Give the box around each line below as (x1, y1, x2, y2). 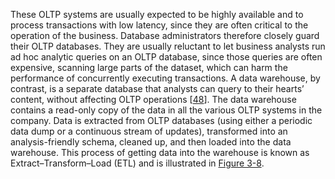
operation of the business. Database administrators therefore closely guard (10, 30, 320, 41)
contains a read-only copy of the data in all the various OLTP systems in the (10, 104, 323, 116)
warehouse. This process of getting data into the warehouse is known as (10, 147, 310, 158)
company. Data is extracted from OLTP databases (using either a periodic (10, 115, 313, 126)
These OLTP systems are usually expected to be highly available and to (10, 9, 304, 20)
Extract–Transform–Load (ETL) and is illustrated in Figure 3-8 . (10, 157, 265, 169)
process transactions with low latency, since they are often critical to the (10, 19, 309, 31)
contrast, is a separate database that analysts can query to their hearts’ (10, 83, 305, 94)
